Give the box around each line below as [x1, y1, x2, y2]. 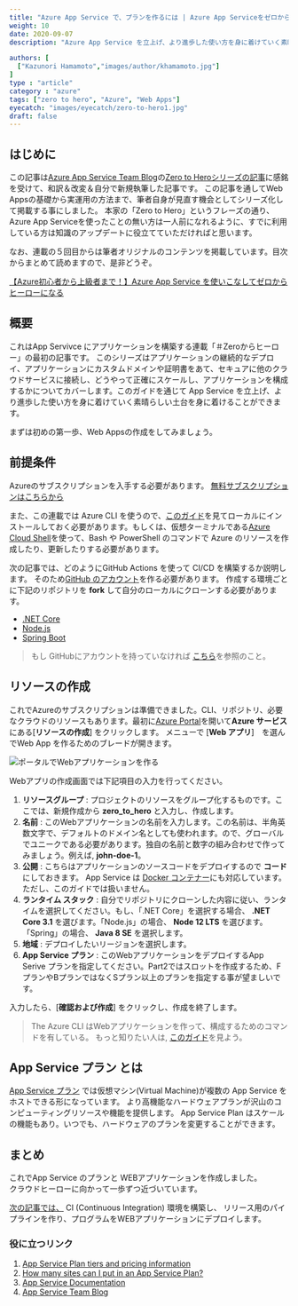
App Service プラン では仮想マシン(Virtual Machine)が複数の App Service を [9, 1085, 287, 1096]
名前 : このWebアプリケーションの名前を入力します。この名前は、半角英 [21, 816, 286, 827]
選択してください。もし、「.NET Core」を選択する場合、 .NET [45, 905, 271, 915]
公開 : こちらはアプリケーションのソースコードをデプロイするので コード [21, 860, 287, 871]
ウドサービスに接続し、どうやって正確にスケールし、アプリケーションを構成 [9, 374, 289, 384]
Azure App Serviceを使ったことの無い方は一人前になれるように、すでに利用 [9, 217, 288, 227]
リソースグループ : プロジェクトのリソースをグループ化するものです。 [21, 794, 276, 804]
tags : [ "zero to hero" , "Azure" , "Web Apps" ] [9, 95, 180, 104]
